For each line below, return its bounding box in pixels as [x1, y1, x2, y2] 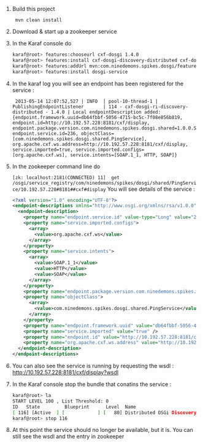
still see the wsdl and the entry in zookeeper [12, 433, 124, 440]
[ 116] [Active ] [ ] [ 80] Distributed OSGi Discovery [12, 409, 197, 416]
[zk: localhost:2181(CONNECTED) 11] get [12, 174, 120, 180]
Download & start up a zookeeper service [12, 28, 117, 35]
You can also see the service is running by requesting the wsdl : [12, 362, 174, 369]
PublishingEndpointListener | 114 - [12, 104, 123, 110]
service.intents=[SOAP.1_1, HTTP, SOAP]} [70, 152, 178, 158]
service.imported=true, [12, 147, 74, 153]
